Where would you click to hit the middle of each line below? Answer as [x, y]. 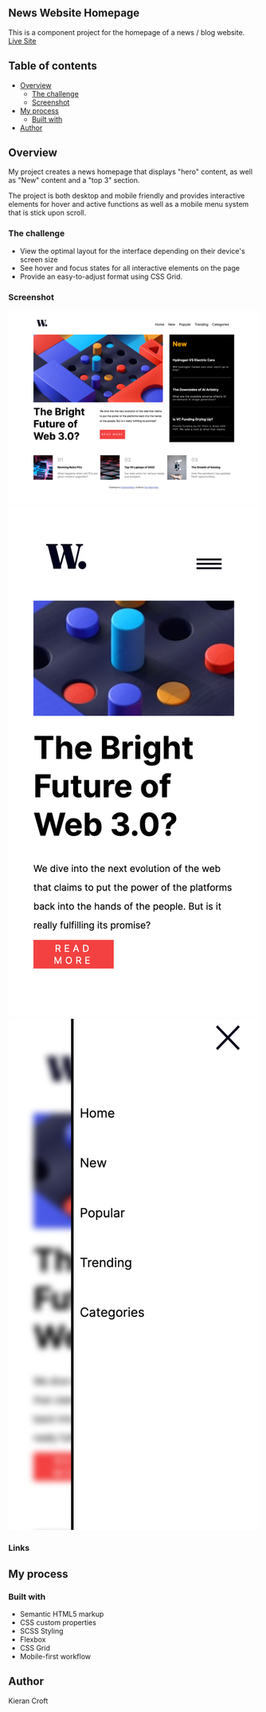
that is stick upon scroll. [47, 213]
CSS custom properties [58, 1622]
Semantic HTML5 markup [62, 1614]
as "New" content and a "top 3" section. [74, 180]
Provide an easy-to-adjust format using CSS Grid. [101, 276]
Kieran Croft [28, 1701]
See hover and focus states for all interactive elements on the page [130, 267]
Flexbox [33, 1639]
